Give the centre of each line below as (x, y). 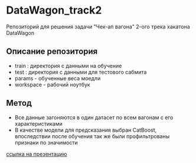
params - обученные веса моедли (58, 78)
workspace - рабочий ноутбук (52, 84)
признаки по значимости (46, 142)
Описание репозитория (52, 52)
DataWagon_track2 (54, 10)
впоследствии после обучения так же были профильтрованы (92, 136)
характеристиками (39, 123)
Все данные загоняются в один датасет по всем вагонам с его (94, 117)
